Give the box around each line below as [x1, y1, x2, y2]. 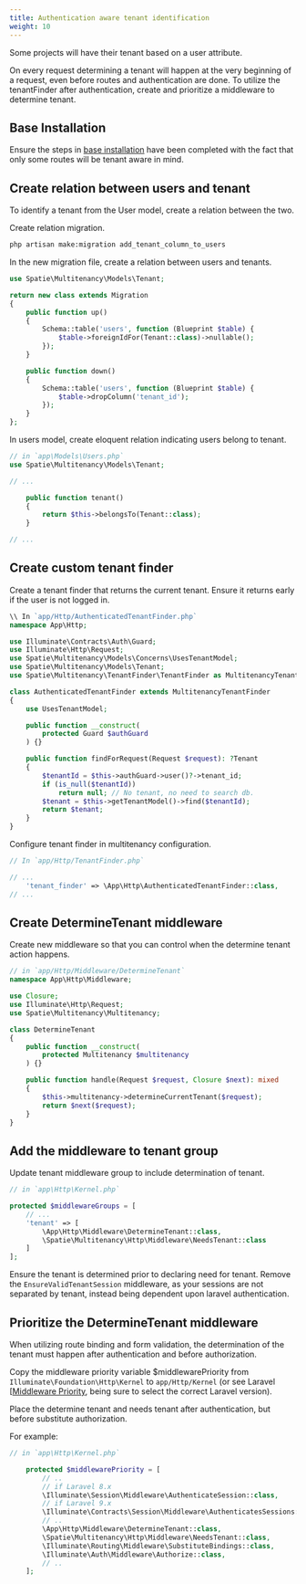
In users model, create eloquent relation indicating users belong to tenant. [9, 435, 287, 445]
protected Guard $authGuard [42, 729, 148, 739]
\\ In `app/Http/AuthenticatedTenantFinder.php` [9, 612, 198, 621]
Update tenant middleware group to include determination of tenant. [9, 1168, 265, 1179]
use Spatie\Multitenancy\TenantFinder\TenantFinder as [9, 671, 222, 680]
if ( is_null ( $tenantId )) [42, 780, 137, 789]
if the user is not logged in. [9, 594, 110, 605]
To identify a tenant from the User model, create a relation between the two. [9, 205, 294, 215]
